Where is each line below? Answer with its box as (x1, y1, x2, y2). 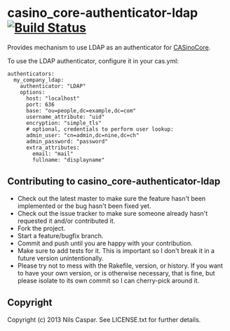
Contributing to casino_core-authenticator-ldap (7, 176, 221, 188)
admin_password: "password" (25, 138, 109, 145)
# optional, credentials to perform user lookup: (25, 125, 174, 133)
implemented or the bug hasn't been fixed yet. (17, 202, 151, 210)
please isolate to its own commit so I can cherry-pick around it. (17, 276, 200, 285)
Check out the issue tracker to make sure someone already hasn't (17, 209, 208, 217)
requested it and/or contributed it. (17, 216, 116, 225)
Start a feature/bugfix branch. (17, 231, 104, 240)
